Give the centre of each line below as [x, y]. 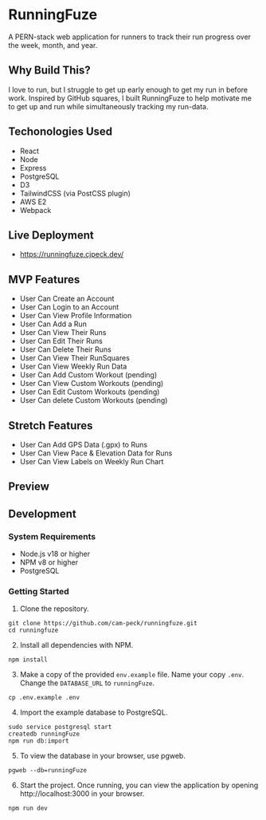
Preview [29, 487]
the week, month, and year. [53, 45]
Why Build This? [49, 71]
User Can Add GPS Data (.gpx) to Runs [84, 445]
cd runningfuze [33, 631]
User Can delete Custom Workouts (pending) [94, 400]
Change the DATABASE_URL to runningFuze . [87, 683]
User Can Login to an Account [69, 307]
